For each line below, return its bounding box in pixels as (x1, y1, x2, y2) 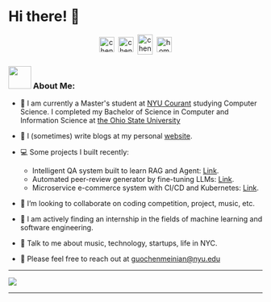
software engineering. (19, 223, 94, 233)
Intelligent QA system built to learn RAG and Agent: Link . (31, 166, 219, 176)
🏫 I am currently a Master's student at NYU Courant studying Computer (19, 98, 257, 108)
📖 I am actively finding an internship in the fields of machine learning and (19, 214, 263, 224)
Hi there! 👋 (8, 7, 81, 26)
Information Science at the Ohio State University (19, 116, 181, 126)
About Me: (32, 80, 75, 91)
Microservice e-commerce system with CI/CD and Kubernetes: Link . (31, 183, 260, 192)
